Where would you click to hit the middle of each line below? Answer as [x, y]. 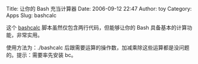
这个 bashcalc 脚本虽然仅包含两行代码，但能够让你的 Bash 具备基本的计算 [97, 28]
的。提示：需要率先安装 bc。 [41, 55]
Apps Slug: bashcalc [31, 15]
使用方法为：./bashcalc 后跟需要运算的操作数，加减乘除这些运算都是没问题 [98, 47]
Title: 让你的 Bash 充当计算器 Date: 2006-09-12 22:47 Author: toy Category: [99, 9]
